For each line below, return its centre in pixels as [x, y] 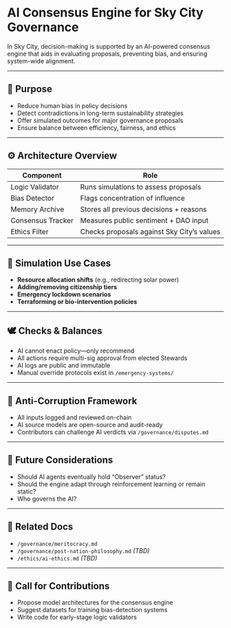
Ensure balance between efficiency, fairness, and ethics [97, 127]
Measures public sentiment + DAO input [144, 220]
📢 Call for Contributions [58, 586]
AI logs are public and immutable [64, 366]
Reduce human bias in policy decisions [72, 105]
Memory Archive [37, 209]
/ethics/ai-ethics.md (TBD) [57, 558]
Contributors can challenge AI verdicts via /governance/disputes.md [113, 432]
